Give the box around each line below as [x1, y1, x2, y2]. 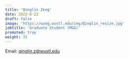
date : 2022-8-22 [5, 12, 39, 17]
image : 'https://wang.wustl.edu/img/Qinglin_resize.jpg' [5, 21, 125, 26]
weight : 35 [5, 35, 28, 40]
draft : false [5, 16, 32, 21]
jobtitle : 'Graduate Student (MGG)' [5, 26, 81, 30]
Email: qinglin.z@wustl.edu [5, 48, 60, 54]
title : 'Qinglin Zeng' [5, 7, 52, 12]
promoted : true [5, 30, 37, 35]
